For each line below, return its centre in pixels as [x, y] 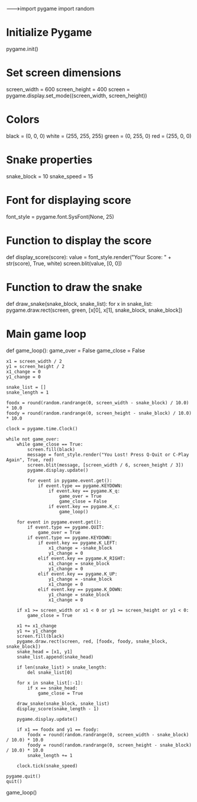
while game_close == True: [50, 444]
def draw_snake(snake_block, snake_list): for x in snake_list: [79, 303]
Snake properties [49, 160]
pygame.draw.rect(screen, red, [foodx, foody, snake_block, [92, 641]
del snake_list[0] [50, 672]
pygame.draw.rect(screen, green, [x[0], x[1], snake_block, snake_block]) [94, 310]
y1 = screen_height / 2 [35, 366]
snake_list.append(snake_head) [55, 657]
